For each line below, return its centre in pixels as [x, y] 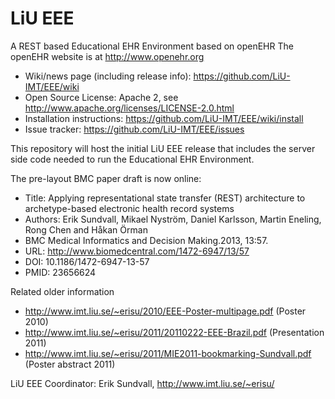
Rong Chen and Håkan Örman [86, 229]
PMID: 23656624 [60, 272]
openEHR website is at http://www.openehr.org [107, 56]
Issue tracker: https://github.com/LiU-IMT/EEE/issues [134, 129]
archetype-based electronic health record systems [129, 208]
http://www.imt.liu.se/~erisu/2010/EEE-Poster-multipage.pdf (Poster [165, 311]
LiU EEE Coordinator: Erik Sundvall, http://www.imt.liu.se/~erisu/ [142, 383]
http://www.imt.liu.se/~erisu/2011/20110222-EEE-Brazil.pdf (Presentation [174, 332]
